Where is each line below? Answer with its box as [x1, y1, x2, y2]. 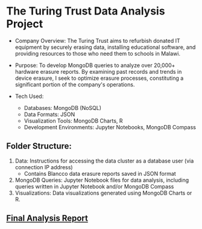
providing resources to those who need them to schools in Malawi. [14, 50, 181, 57]
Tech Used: [14, 92, 44, 100]
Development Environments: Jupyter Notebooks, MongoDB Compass [24, 123, 196, 131]
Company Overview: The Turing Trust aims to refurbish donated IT [14, 37, 181, 44]
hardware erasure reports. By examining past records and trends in [14, 68, 182, 75]
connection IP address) [14, 163, 74, 170]
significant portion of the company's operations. [14, 80, 135, 88]
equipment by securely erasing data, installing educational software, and [14, 44, 196, 51]
